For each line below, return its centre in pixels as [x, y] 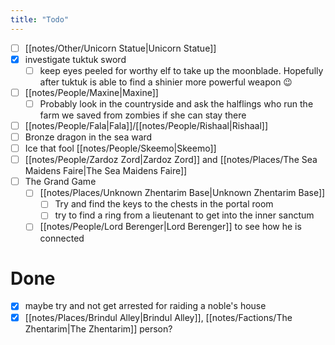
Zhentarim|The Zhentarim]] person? [98, 328]
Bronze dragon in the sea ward [88, 137]
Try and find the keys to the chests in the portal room [164, 204]
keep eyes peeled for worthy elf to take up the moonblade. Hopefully [181, 70]
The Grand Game [60, 182]
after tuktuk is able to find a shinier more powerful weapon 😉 [166, 82]
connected [62, 238]
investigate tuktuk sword [75, 59]
